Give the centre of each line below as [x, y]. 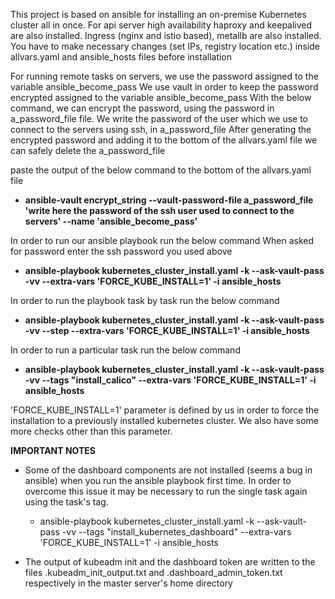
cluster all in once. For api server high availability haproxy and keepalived [161, 25]
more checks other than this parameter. [91, 431]
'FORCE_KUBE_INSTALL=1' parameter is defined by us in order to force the [165, 410]
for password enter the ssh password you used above [121, 251]
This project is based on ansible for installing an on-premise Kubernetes [158, 14]
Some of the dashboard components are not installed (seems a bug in [168, 470]
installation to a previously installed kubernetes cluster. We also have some [165, 420]
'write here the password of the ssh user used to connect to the [159, 210]
